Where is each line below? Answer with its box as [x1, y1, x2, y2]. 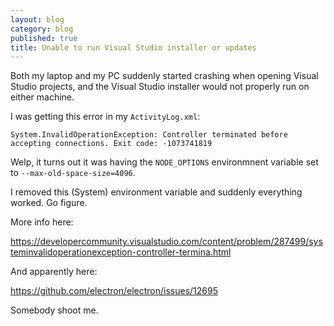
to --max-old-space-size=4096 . [10, 167, 136, 179]
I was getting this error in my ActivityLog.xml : [10, 111, 201, 123]
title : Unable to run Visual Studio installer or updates [10, 42, 257, 53]
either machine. [10, 91, 75, 103]
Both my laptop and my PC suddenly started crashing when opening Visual [10, 70, 319, 82]
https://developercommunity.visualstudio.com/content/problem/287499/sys [10, 236, 323, 248]
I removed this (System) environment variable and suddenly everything [10, 186, 303, 198]
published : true [10, 33, 78, 43]
